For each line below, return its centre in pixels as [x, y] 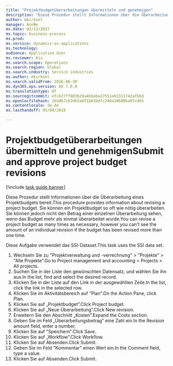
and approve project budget [66, 162]
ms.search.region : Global [33, 67]
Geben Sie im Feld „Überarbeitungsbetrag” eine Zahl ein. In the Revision [89, 320]
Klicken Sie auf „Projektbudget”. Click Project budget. [69, 304]
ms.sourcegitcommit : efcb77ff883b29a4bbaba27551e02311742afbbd [75, 96]
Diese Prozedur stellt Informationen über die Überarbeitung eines [75, 197]
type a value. [27, 353]
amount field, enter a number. [45, 326]
